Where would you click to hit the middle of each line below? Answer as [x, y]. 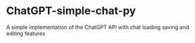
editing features [26, 33]
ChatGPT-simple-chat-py [71, 11]
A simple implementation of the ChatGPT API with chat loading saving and [97, 27]
